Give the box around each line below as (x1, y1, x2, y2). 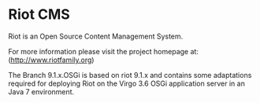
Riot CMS (8, 6, 71, 24)
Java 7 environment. (8, 86, 75, 96)
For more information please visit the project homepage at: (8, 46, 199, 56)
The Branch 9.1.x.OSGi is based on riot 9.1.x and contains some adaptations (8, 70, 252, 79)
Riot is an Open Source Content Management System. (8, 31, 184, 41)
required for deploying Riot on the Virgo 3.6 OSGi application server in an (8, 79, 246, 88)
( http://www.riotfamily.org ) (8, 55, 95, 64)
